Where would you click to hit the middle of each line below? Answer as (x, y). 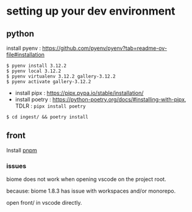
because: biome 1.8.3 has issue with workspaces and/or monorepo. (91, 191)
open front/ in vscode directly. (44, 203)
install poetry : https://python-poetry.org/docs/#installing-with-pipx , (101, 99)
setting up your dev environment (91, 11)
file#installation (25, 55)
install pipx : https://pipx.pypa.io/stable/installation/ (79, 93)
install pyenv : (24, 48)
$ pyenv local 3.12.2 (34, 71)
